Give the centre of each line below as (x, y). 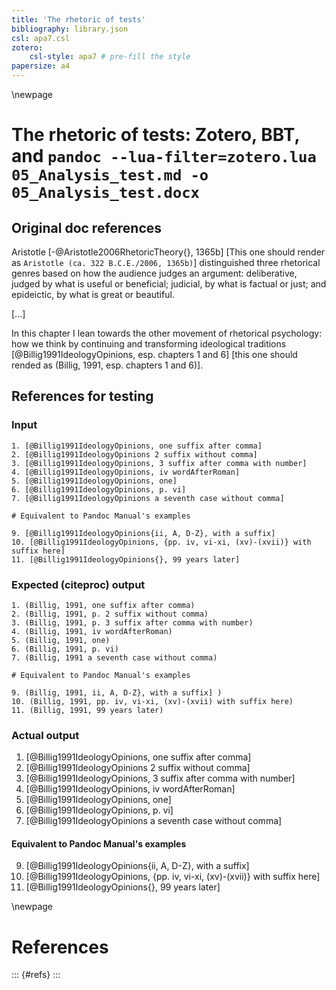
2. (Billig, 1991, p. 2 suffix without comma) (110, 614)
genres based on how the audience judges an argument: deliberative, (154, 273)
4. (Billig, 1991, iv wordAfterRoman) (92, 631)
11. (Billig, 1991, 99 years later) (87, 710)
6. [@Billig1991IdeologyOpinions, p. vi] (99, 489)
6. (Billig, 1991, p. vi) (65, 649)
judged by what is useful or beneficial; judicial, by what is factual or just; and (169, 284)
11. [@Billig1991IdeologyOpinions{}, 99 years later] (126, 559)
